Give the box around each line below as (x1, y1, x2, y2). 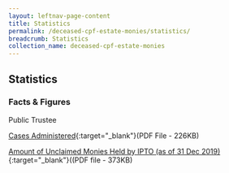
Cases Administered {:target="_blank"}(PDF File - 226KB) (8, 131, 200, 141)
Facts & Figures (8, 97, 71, 108)
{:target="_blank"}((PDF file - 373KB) (8, 155, 133, 165)
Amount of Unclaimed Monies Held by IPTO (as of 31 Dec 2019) (8, 146, 221, 156)
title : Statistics (8, 19, 71, 28)
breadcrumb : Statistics (8, 34, 89, 43)
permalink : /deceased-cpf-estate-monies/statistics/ (8, 27, 191, 35)
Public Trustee (8, 115, 57, 124)
